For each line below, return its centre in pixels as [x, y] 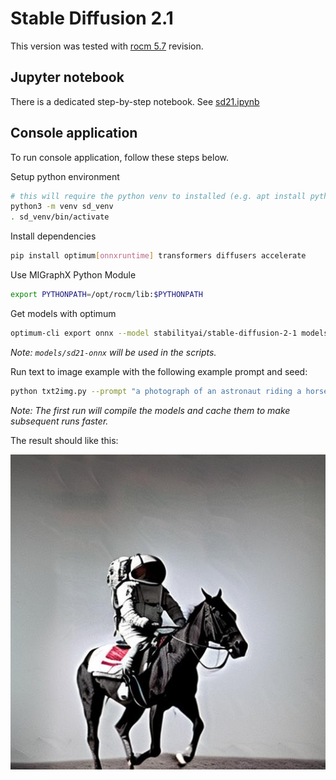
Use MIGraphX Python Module [73, 275]
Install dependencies [53, 236]
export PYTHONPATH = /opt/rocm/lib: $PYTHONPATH [106, 295]
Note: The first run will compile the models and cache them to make [150, 410]
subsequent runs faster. [59, 421]
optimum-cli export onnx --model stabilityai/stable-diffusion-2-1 [154, 333]
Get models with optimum [63, 313]
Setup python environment [65, 176]
